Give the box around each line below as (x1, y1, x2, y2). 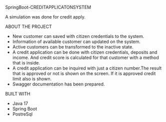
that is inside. (12, 60, 40, 65)
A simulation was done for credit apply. (5, 14, 86, 19)
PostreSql (12, 111, 33, 117)
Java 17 (12, 100, 28, 106)
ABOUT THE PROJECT (5, 23, 52, 29)
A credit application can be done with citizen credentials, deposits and (12, 49, 157, 55)
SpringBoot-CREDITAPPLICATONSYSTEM (5, 4, 91, 10)
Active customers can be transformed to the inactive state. (12, 44, 133, 49)
